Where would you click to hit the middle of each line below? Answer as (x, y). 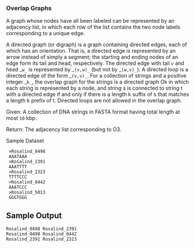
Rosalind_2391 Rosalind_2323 (41, 239)
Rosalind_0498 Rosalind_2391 (41, 229)
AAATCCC (18, 187)
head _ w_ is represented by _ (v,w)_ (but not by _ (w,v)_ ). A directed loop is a (97, 70)
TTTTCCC (18, 177)
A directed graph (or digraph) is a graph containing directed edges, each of (97, 44)
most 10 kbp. (21, 118)
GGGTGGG (18, 198)
